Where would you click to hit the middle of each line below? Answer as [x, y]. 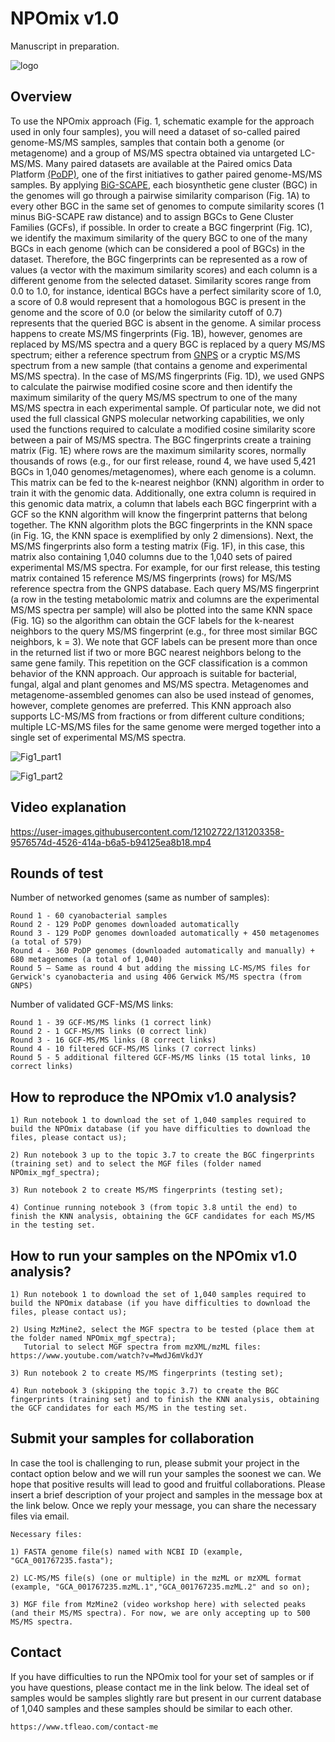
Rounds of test [57, 873]
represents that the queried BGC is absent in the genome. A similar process [166, 323]
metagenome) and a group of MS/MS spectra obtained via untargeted [154, 153]
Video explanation [68, 807]
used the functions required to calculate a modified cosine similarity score [163, 429]
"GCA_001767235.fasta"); [62, 1560]
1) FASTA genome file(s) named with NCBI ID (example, [127, 1552]
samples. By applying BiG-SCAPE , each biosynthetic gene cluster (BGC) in [164, 184]
